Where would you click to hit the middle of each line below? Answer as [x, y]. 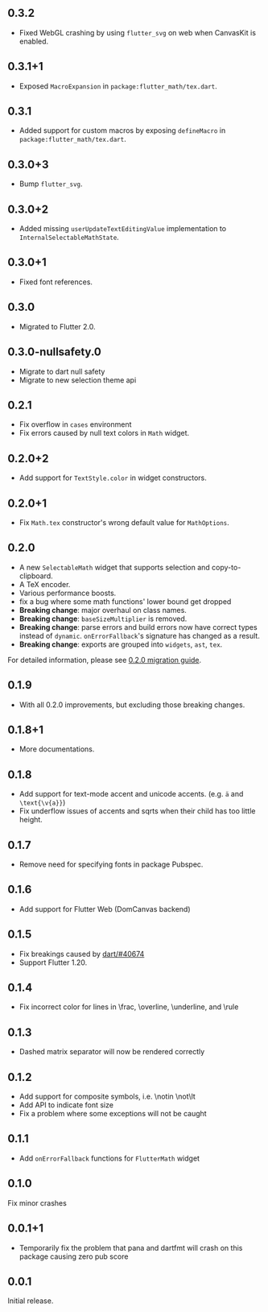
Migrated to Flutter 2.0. [57, 326]
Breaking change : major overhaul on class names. [103, 610]
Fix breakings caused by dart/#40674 [82, 954]
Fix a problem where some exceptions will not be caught [113, 1114]
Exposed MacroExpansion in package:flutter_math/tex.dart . [118, 86]
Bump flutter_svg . [51, 184]
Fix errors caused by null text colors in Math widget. [104, 433]
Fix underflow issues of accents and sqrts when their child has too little [137, 811]
